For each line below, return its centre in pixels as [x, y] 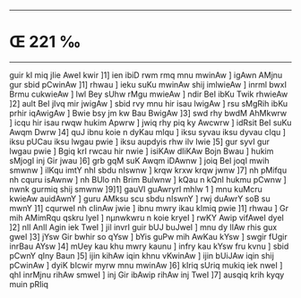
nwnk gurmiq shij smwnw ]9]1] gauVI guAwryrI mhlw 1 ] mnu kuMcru [136, 189]
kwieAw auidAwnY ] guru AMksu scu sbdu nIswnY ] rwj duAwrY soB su [140, 199]
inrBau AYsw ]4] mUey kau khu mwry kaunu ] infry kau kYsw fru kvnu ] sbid [149, 246]
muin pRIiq [29, 284]
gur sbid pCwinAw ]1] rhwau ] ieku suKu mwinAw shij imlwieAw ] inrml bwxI [148, 84]
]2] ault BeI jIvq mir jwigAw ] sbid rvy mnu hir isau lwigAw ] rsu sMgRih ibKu [149, 103]
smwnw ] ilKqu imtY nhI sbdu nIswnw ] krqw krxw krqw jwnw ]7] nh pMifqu [148, 170]
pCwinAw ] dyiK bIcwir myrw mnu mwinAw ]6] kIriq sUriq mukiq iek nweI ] [146, 265]
